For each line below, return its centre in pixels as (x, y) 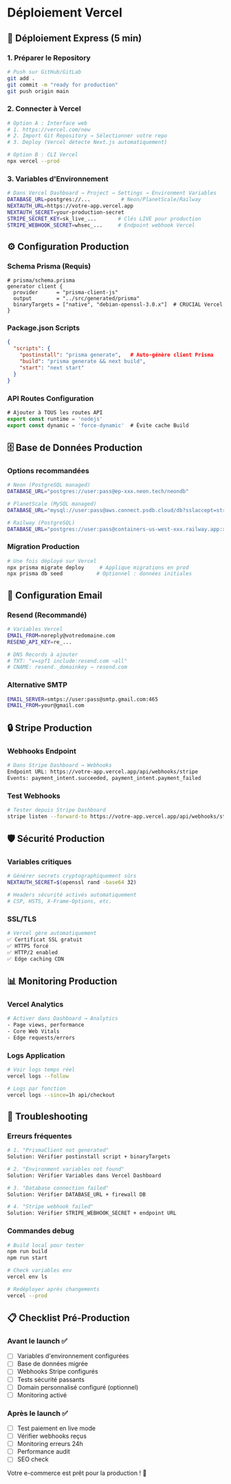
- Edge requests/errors (41, 1038)
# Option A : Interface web (47, 123)
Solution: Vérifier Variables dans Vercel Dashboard (84, 1175)
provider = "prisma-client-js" (66, 293)
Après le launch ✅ (38, 1413)
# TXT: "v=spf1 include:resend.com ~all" (67, 661)
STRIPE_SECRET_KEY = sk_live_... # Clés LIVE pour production (104, 218)
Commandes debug (41, 1231)
